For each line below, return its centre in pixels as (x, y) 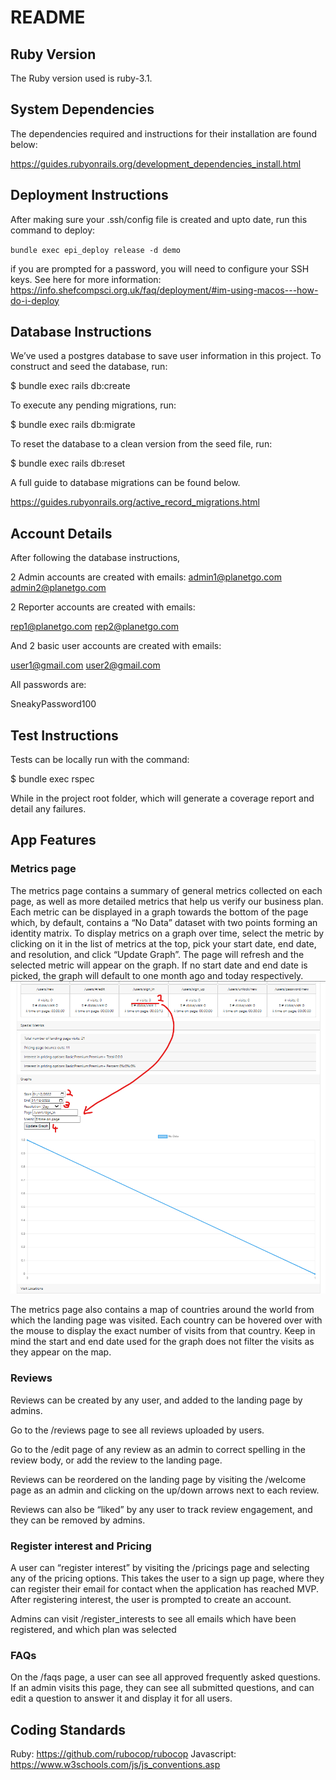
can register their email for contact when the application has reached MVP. (165, 1588)
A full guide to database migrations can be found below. (125, 483)
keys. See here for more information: (86, 279)
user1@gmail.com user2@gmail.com (85, 665)
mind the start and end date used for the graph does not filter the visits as (162, 1342)
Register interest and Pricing (81, 1546)
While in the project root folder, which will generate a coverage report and (162, 798)
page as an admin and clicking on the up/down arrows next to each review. (165, 1490)
